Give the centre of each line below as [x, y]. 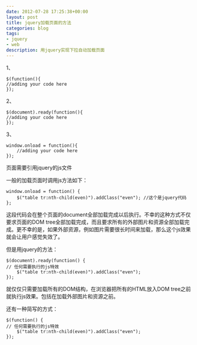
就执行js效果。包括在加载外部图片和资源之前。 [63, 296]
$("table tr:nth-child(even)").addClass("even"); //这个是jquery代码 [102, 198]
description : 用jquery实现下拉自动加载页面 [55, 50]
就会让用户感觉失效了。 [35, 237]
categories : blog [27, 28]
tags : [13, 34]
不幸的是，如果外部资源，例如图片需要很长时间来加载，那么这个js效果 [106, 229]
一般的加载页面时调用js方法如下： [47, 180]
